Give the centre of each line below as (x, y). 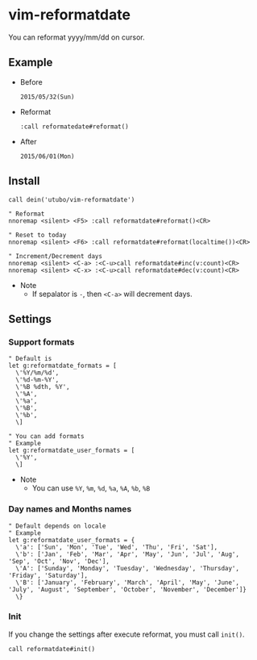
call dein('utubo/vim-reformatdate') (72, 199)
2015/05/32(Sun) (47, 97)
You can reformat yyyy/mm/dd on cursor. (77, 37)
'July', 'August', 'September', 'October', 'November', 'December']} (128, 589)
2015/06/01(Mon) (47, 156)
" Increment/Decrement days (56, 256)
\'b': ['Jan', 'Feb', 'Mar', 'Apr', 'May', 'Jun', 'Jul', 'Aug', (128, 554)
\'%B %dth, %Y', (43, 387)
